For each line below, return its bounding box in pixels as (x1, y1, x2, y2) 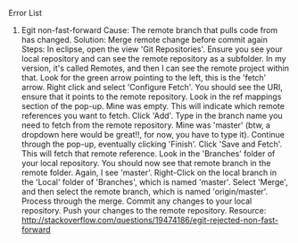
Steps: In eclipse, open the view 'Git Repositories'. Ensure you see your (21, 44, 283, 54)
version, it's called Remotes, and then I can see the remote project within (21, 63, 290, 73)
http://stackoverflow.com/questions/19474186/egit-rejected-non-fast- (21, 214, 278, 225)
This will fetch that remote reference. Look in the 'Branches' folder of (21, 148, 276, 159)
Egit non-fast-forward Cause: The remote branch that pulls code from (21, 25, 278, 35)
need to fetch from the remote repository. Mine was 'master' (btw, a (21, 120, 271, 130)
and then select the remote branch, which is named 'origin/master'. (21, 187, 269, 197)
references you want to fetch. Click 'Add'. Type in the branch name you (21, 111, 283, 121)
